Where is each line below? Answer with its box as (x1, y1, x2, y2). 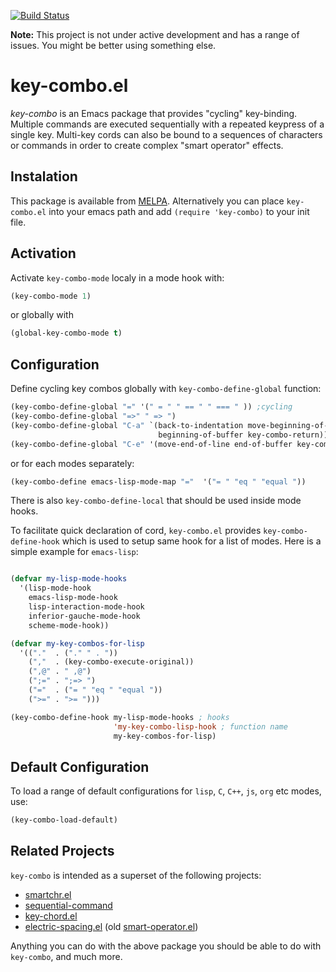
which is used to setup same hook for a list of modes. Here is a (61, 535, 322, 547)
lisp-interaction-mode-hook (28, 602, 145, 612)
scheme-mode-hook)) (28, 620, 110, 630)
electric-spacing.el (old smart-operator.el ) (24, 920, 199, 932)
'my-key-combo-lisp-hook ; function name (113, 721, 288, 732)
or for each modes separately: (10, 457, 135, 469)
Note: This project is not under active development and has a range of (10, 29, 300, 40)
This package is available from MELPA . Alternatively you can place (10, 195, 285, 207)
